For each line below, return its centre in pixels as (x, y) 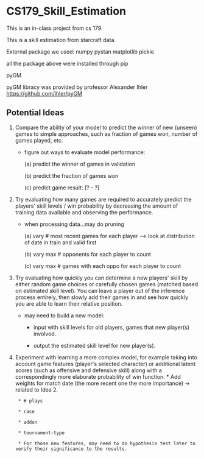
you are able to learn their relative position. (69, 303)
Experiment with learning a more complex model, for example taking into (106, 357)
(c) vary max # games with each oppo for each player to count (103, 266)
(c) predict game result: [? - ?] (62, 188)
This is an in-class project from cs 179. (55, 28)
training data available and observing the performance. (84, 212)
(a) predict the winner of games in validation (80, 164)
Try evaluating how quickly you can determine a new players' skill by (101, 278)
